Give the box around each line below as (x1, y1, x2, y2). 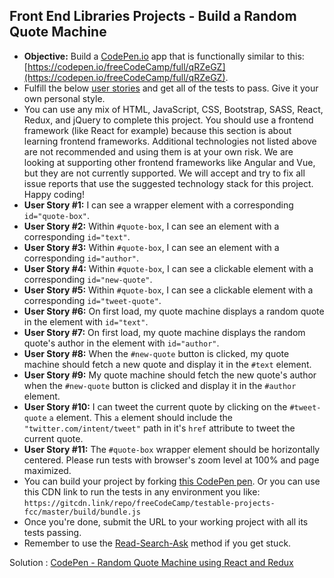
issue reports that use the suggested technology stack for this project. (23, 177, 314, 189)
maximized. (23, 464, 72, 476)
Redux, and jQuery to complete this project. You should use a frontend (23, 114, 314, 126)
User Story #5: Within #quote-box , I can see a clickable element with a (23, 284, 314, 296)
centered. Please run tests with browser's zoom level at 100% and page (23, 454, 320, 466)
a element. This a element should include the (48, 411, 233, 423)
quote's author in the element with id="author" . (23, 337, 220, 349)
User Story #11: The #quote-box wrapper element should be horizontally (23, 443, 321, 455)
